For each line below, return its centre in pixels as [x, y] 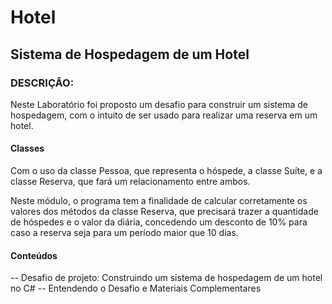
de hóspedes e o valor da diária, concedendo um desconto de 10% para [159, 222]
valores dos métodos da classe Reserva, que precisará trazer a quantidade [164, 212]
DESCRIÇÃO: [42, 83]
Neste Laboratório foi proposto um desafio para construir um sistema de [159, 104]
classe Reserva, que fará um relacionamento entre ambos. [130, 182]
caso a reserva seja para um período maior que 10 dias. [124, 233]
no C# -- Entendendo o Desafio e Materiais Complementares [136, 288]
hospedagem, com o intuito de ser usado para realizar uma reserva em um [164, 115]
